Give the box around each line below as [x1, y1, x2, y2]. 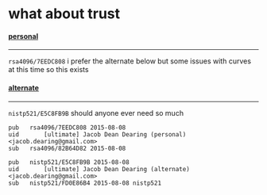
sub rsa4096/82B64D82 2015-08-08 [8, 144, 126, 152]
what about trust [8, 5, 121, 23]
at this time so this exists [8, 65, 89, 75]
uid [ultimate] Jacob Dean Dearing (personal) [8, 130, 187, 139]
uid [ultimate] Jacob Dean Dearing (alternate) [8, 165, 191, 173]
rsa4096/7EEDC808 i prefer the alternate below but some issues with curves [8, 56, 252, 66]
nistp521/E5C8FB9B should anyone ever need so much [8, 108, 184, 117]
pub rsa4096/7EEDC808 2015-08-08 [8, 124, 126, 132]
